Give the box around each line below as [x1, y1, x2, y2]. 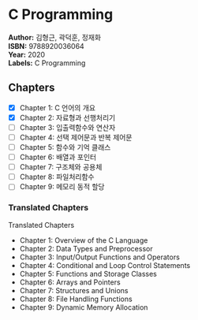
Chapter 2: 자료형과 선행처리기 [19, 113, 116, 122]
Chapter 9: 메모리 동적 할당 [19, 182, 105, 192]
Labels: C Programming [8, 58, 86, 68]
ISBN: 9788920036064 [8, 41, 84, 50]
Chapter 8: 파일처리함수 [19, 172, 95, 182]
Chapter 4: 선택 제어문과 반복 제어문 [19, 132, 133, 142]
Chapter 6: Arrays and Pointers [19, 277, 121, 287]
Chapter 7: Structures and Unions [19, 285, 129, 295]
